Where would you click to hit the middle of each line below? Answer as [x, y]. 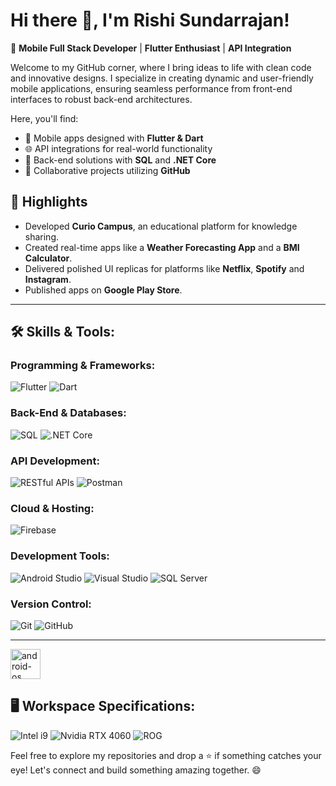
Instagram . [48, 279]
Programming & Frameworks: [83, 366]
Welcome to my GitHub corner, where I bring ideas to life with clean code [161, 67]
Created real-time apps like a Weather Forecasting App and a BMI [162, 247]
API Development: [55, 461]
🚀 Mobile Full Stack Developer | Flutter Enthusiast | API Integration [151, 48]
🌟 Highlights [49, 202]
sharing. [42, 236]
